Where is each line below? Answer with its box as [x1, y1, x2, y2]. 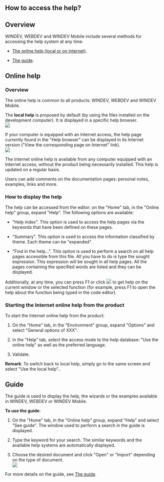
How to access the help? [5, 4, 82, 12]
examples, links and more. [5, 181, 58, 187]
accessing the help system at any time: [5, 39, 84, 44]
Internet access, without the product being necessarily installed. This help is [5, 161, 159, 167]
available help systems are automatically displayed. [12, 442, 116, 448]
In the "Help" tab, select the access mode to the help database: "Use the [12, 337, 159, 343]
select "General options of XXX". [12, 327, 78, 333]
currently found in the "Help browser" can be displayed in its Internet [5, 137, 144, 142]
